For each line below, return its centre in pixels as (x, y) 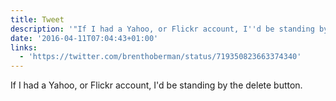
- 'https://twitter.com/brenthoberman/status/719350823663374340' (160, 57)
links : (24, 47)
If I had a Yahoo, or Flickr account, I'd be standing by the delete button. (156, 85)
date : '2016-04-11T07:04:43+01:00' (84, 38)
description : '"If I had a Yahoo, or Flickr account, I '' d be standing (162, 29)
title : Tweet (37, 19)
